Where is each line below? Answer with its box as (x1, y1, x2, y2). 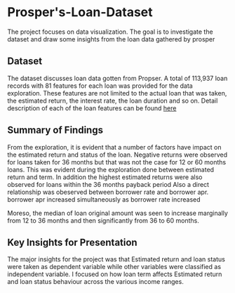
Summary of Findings (7, 124, 104, 136)
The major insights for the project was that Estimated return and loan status (7, 255, 226, 263)
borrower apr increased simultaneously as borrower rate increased (7, 195, 201, 204)
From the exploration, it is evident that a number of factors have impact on (7, 143, 222, 151)
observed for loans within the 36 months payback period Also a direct (7, 180, 209, 188)
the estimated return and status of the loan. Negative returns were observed (7, 150, 228, 159)
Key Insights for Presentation (7, 236, 138, 248)
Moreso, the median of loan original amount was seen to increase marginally (7, 209, 228, 217)
